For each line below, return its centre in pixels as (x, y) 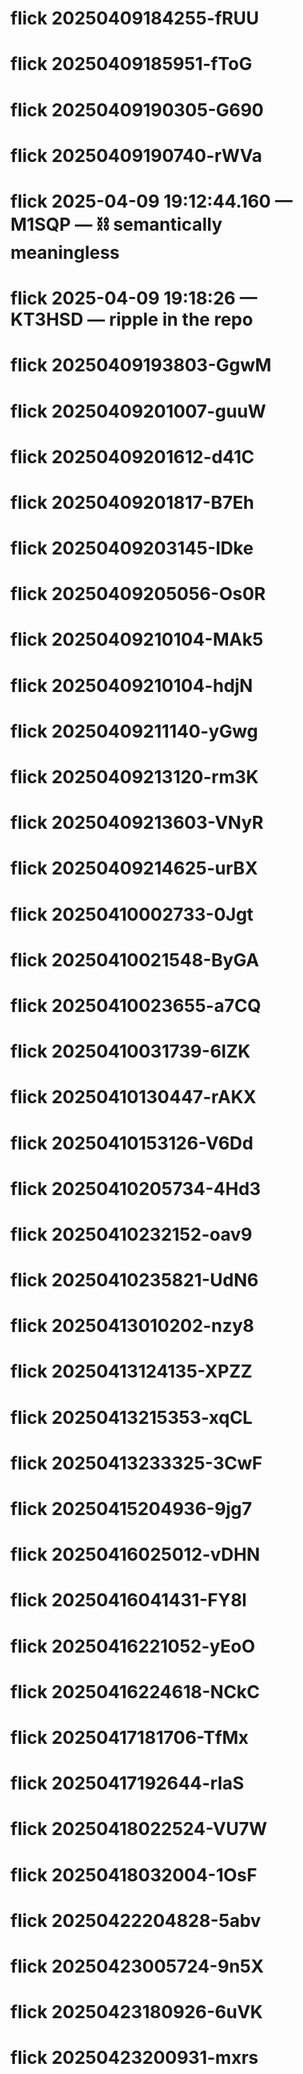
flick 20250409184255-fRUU (135, 18)
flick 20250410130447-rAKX (133, 1097)
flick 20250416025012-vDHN (135, 1554)
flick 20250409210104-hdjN (131, 685)
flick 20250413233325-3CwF (136, 1463)
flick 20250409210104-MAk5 (137, 639)
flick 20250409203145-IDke (132, 548)
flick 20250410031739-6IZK (130, 1051)
